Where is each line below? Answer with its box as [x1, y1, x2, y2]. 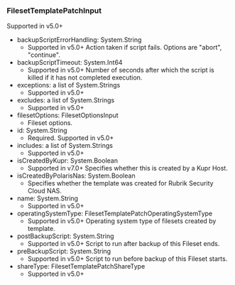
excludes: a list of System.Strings [16, 96, 115, 104]
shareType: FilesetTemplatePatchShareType [16, 262, 146, 271]
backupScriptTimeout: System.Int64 [16, 58, 123, 67]
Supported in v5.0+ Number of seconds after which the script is [27, 66, 214, 75]
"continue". [27, 50, 61, 59]
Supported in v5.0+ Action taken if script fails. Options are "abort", [27, 43, 222, 52]
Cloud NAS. [27, 187, 62, 195]
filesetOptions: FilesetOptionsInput [16, 111, 119, 119]
